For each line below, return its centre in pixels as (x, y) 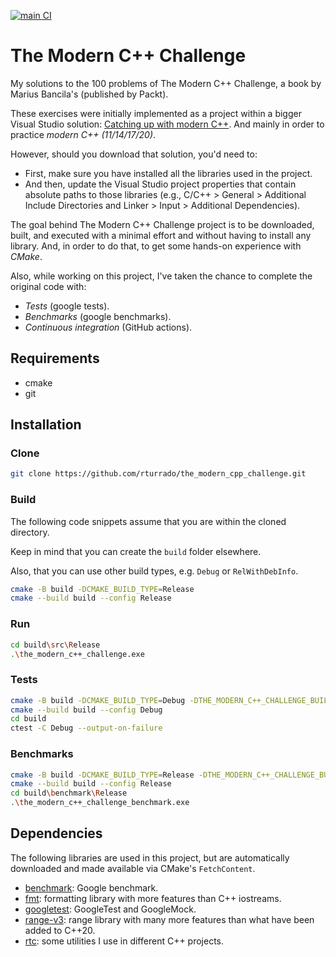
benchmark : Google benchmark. (91, 887)
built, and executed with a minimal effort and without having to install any (161, 235)
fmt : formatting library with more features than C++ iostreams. (153, 898)
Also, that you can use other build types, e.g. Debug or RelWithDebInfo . (154, 571)
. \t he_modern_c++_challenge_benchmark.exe (100, 803)
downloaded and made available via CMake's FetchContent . (133, 868)
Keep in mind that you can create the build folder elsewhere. (136, 551)
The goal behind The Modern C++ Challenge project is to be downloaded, (162, 224)
